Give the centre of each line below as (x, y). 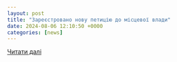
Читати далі (24, 52)
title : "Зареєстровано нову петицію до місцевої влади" (89, 20)
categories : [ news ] (35, 32)
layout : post (26, 13)
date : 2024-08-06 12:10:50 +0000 (55, 26)
